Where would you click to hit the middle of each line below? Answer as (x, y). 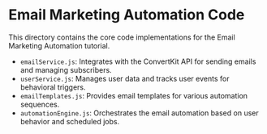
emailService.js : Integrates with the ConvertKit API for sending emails (138, 61)
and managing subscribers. (66, 69)
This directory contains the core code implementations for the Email (122, 37)
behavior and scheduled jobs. (70, 121)
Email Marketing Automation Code (127, 15)
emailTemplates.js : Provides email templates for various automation (134, 95)
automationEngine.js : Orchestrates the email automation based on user (139, 113)
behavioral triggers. (53, 87)
